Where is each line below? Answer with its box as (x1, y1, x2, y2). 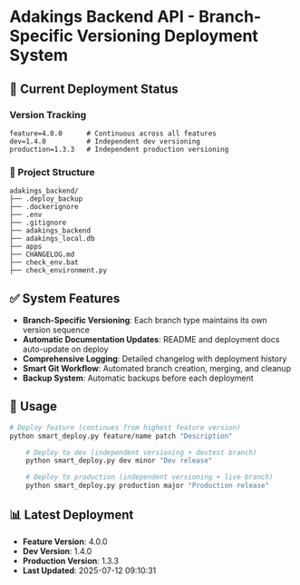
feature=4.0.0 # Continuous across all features (9, 129, 218, 138)
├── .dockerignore (9, 203, 79, 212)
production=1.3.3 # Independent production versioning (9, 144, 229, 154)
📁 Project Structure (9, 165, 95, 178)
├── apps (9, 243, 43, 252)
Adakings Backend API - (9, 6, 196, 27)
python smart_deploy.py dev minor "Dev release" (25, 456, 213, 465)
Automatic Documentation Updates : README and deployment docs (22, 333, 280, 344)
